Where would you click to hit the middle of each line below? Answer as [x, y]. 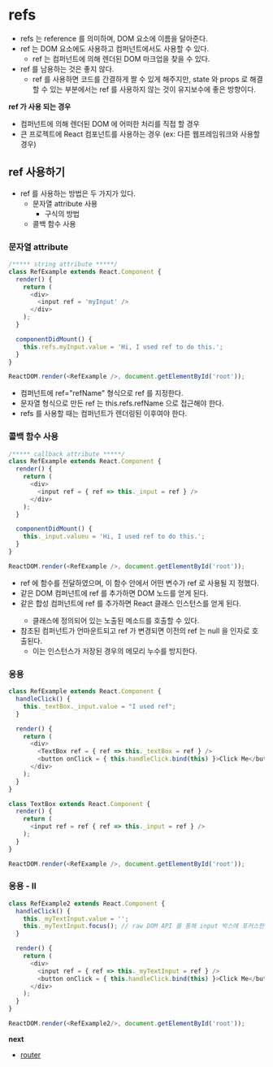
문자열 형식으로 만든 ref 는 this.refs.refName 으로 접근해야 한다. [122, 403]
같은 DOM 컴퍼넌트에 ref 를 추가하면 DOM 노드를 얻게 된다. [114, 593]
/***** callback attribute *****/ [67, 454]
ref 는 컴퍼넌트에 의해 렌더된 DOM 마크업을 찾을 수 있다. [121, 59]
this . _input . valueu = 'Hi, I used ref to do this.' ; [114, 537]
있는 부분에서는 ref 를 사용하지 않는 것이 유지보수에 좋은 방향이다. [153, 89]
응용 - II [22, 886]
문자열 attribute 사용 [65, 203]
